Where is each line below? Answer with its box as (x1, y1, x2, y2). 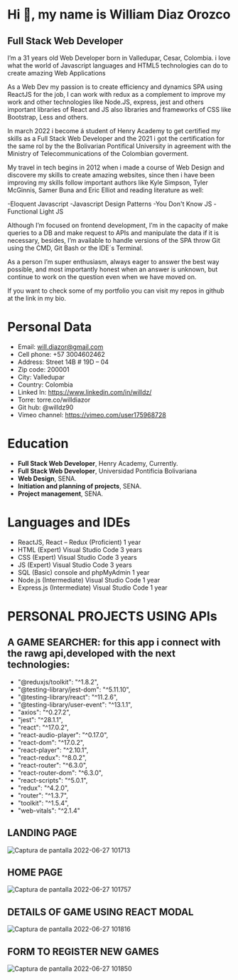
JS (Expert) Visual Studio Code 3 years (17, 561, 133, 569)
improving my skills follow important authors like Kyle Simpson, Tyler (7, 178, 208, 187)
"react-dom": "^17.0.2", (17, 738, 85, 746)
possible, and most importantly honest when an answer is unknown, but (7, 265, 218, 273)
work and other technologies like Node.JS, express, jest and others (7, 98, 204, 106)
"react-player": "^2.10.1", (17, 746, 89, 754)
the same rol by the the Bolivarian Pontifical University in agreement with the (7, 142, 232, 150)
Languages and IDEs (7, 514, 131, 531)
